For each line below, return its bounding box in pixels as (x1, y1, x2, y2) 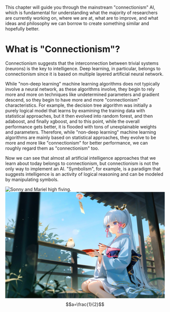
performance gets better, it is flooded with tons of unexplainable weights (5, 123, 157, 129)
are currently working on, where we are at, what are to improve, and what (5, 15, 158, 21)
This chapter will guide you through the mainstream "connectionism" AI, (5, 5, 155, 10)
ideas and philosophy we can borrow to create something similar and (5, 20, 149, 26)
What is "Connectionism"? (5, 43, 120, 55)
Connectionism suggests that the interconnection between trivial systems (5, 60, 159, 66)
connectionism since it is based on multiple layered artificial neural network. (5, 71, 164, 77)
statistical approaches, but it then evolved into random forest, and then (5, 113, 153, 119)
